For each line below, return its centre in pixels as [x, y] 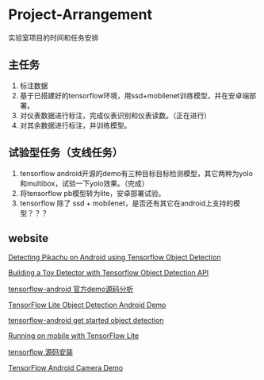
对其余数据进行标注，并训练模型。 [75, 125]
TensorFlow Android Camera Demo [66, 368]
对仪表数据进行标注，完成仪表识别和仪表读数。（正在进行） [115, 115]
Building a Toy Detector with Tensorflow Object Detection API [109, 273]
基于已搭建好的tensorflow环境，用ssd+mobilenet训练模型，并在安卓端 [134, 95]
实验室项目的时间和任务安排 [54, 37]
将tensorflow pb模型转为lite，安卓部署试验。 [92, 193]
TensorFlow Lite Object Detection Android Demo [87, 305]
